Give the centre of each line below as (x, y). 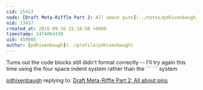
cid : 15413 (20, 12)
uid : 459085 (21, 40)
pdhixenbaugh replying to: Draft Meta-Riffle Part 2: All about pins (87, 80)
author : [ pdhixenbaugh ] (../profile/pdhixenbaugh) (70, 46)
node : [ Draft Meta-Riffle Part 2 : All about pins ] (71, 17)
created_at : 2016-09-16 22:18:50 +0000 (56, 28)
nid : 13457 (20, 23)
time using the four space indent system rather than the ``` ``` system (92, 68)
